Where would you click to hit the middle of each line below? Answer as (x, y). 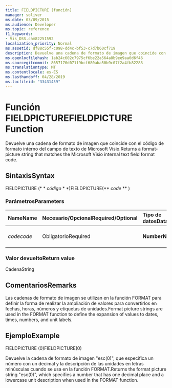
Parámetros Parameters (35, 201)
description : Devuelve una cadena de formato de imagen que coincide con (86, 53)
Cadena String (20, 269)
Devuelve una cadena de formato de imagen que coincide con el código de (85, 143)
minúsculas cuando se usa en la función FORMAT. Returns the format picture (86, 369)
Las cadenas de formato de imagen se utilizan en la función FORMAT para (84, 298)
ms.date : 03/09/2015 (27, 20)
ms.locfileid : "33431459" (33, 82)
